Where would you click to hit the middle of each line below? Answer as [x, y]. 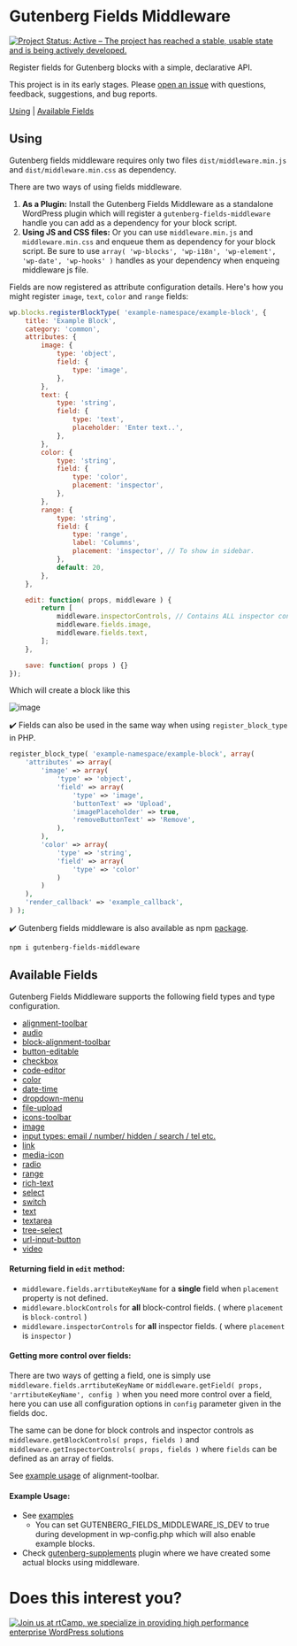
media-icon [43, 1154]
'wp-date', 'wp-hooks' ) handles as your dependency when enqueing [151, 260]
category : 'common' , [63, 329]
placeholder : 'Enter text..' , [128, 427]
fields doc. [29, 1412]
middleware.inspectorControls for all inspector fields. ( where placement [153, 1326]
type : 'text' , [98, 419]
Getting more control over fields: [70, 1356]
